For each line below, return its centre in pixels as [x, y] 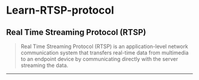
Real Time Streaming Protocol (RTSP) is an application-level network [104, 46]
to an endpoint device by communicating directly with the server [99, 59]
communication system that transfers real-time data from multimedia [105, 53]
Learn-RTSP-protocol [60, 10]
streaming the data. [44, 65]
